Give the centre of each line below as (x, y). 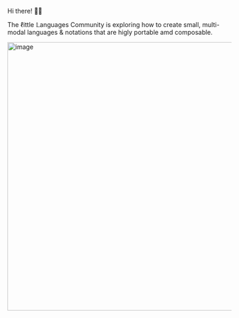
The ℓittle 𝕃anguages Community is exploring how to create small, (104, 24)
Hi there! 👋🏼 (25, 11)
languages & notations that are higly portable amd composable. (120, 32)
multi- (211, 24)
